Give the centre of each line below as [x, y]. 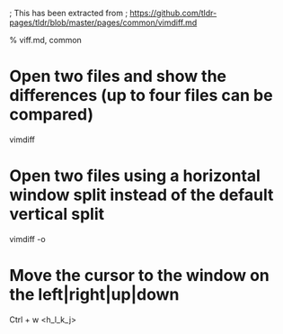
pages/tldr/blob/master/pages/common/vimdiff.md [103, 23]
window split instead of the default [141, 195]
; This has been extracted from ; [69, 13]
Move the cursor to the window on [139, 276]
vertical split [57, 214]
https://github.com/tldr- [173, 13]
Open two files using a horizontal [135, 176]
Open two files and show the [118, 77]
